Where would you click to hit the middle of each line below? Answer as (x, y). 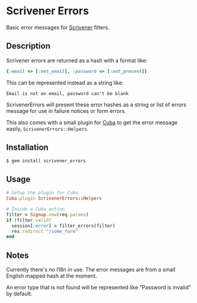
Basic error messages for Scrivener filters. (58, 27)
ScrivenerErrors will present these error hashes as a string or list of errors (96, 105)
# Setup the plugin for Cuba (42, 193)
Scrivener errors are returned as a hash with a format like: (77, 60)
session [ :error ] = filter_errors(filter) (63, 226)
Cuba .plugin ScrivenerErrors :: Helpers (54, 198)
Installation (27, 148)
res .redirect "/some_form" (45, 231)
